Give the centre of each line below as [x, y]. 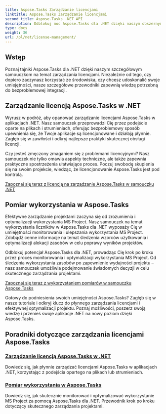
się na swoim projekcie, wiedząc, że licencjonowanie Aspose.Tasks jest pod [82, 169]
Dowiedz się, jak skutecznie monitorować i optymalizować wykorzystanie [80, 396]
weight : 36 [16, 33]
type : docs [16, 28]
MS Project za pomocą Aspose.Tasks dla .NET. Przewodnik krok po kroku [80, 401]
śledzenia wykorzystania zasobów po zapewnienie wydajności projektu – [80, 263]
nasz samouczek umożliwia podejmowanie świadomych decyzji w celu [77, 268]
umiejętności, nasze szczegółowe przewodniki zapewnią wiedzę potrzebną [82, 85]
